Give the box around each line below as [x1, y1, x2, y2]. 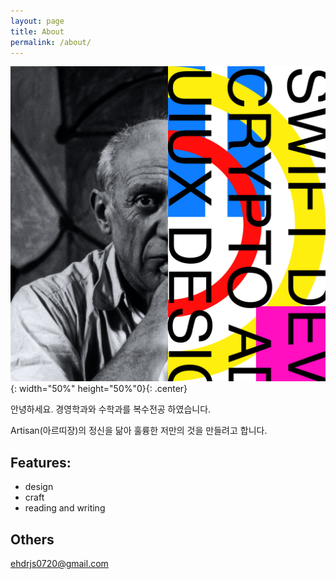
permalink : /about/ [10, 37, 92, 47]
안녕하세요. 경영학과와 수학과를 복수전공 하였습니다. [10, 403, 212, 415]
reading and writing [24, 502, 106, 514]
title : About [10, 26, 65, 37]
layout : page [10, 16, 65, 26]
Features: [10, 454, 72, 471]
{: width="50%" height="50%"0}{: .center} [10, 383, 188, 395]
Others [10, 531, 55, 548]
